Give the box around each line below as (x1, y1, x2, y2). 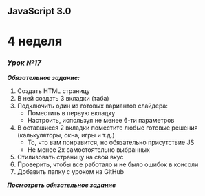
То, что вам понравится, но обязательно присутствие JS (27, 138, 195, 146)
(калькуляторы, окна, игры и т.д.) (17, 130, 115, 139)
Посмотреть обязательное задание (7, 181, 116, 189)
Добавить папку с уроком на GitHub (17, 167, 125, 175)
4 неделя (7, 33, 63, 49)
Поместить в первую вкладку (27, 108, 116, 117)
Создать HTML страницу (17, 86, 91, 95)
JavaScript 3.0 (7, 6, 72, 17)
